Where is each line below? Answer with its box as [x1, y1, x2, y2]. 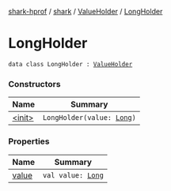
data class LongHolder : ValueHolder [8, 60, 133, 68]
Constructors [8, 78, 61, 89]
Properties [8, 136, 50, 147]
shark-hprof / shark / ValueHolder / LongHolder [8, 7, 163, 16]
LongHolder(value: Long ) [42, 114, 136, 122]
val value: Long [42, 170, 104, 180]
